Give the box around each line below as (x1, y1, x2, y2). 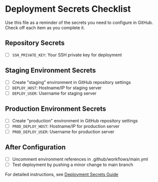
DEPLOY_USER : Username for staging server (12, 90, 97, 96)
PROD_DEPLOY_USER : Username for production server (12, 128, 115, 135)
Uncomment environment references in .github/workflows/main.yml (12, 156, 148, 162)
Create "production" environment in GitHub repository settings (12, 118, 138, 123)
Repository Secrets (5, 39, 65, 47)
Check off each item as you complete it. (5, 24, 85, 30)
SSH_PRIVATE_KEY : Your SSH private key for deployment (12, 52, 122, 58)
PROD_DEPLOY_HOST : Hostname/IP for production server (12, 123, 120, 129)
